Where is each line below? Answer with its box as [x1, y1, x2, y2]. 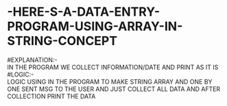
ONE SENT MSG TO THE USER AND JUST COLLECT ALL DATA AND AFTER [7, 85, 221, 93]
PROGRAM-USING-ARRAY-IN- [7, 18, 183, 34]
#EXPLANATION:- [7, 55, 58, 64]
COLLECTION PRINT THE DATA [7, 92, 96, 100]
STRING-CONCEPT [7, 34, 118, 49]
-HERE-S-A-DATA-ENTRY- [7, 4, 160, 20]
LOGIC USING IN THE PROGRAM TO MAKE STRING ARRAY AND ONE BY [7, 77, 213, 85]
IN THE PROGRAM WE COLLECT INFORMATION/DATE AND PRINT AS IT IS [7, 63, 219, 71]
